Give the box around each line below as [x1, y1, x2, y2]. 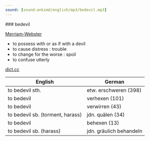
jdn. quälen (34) [87, 111, 125, 118]
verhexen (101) [87, 95, 124, 102]
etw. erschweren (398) [87, 86, 142, 93]
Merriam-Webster [5, 31, 42, 37]
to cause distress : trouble [12, 46, 67, 52]
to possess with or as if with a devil [12, 41, 86, 47]
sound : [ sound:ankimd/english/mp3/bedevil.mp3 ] [5, 7, 107, 13]
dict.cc [5, 66, 20, 72]
